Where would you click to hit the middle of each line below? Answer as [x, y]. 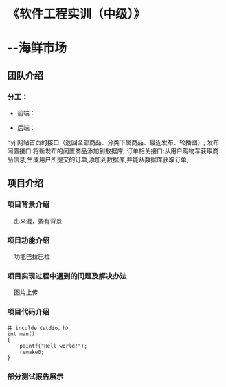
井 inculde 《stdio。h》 [38, 328]
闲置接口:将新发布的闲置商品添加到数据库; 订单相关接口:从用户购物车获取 [110, 151]
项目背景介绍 [29, 205]
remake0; [32, 352]
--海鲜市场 [37, 48]
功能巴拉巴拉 [32, 257]
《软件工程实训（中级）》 [77, 14]
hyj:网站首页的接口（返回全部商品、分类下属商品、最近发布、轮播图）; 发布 [113, 142]
